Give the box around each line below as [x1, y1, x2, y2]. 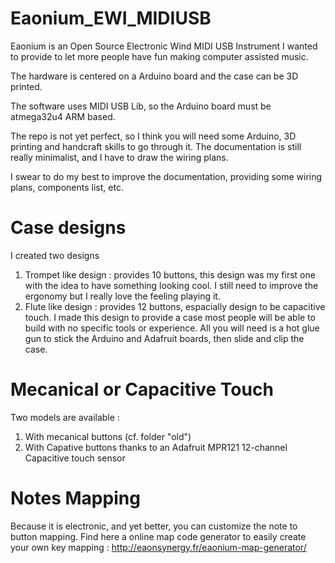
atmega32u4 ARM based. [10, 110, 116, 122]
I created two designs [10, 249, 100, 261]
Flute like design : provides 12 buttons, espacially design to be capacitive [24, 300, 326, 312]
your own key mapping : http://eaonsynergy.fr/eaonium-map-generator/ [10, 541, 307, 553]
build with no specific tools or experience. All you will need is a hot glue [24, 322, 320, 334]
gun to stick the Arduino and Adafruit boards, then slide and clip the [24, 332, 305, 344]
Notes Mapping [10, 487, 141, 509]
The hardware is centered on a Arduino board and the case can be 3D [10, 70, 299, 82]
